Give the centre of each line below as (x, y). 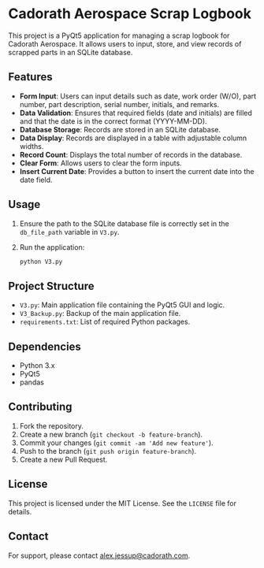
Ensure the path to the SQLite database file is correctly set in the (125, 223)
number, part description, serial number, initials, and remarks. (119, 104)
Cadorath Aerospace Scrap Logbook (130, 14)
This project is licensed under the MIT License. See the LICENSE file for (122, 503)
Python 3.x (37, 366)
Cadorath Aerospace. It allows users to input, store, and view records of (125, 43)
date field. (36, 180)
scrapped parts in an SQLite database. (71, 52)
